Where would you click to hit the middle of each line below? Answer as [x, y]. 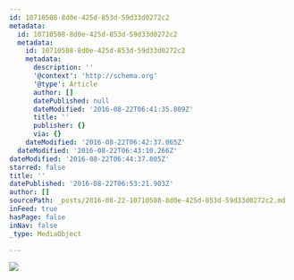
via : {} [47, 134]
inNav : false [34, 225]
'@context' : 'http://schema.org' [95, 76]
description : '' [63, 68]
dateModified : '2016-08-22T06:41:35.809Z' [113, 109]
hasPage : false [38, 217]
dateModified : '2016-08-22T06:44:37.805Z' [89, 159]
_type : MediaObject [46, 233]
